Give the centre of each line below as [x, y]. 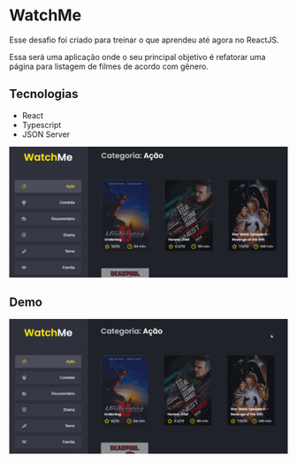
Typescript [42, 125]
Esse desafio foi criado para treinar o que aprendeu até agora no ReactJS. [144, 40]
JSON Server [46, 134]
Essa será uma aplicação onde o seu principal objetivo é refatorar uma [137, 57]
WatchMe [46, 15]
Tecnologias [44, 94]
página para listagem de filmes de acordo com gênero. [109, 66]
